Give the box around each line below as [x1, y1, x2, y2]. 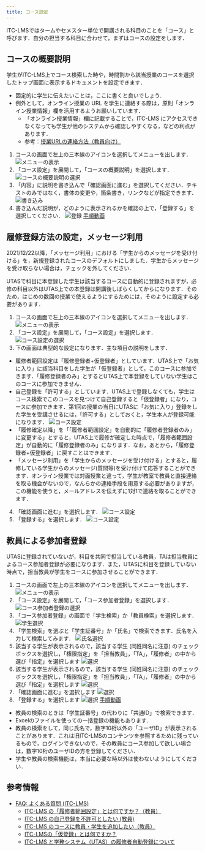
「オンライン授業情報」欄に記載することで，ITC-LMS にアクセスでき [24, 115, 198, 123]
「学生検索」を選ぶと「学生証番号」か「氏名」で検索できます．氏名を [15, 627, 193, 635]
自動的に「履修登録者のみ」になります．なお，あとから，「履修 [31, 442, 190, 449]
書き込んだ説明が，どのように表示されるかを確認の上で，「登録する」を [15, 205, 195, 212]
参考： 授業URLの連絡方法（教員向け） [24, 138, 121, 145]
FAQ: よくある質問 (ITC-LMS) [15, 800, 89, 807]
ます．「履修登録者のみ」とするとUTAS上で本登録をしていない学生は [20, 373, 193, 380]
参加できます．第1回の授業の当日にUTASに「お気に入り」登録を [31, 403, 193, 410]
